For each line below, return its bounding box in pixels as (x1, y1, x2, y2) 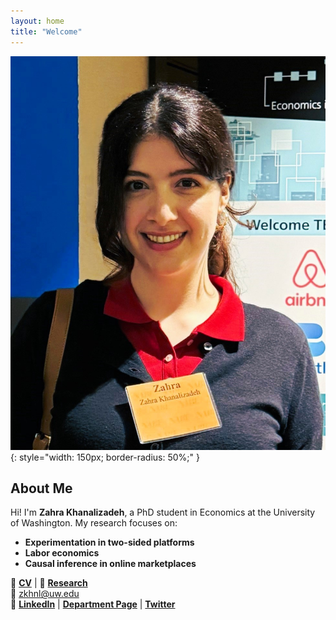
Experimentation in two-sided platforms (24, 536, 195, 549)
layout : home (10, 16, 65, 26)
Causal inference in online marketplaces (24, 558, 197, 570)
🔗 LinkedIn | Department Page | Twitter (10, 598, 176, 610)
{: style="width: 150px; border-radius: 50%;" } (10, 451, 200, 463)
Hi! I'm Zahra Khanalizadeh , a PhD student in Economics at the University (10, 506, 316, 519)
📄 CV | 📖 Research (10, 577, 88, 589)
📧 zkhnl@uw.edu (10, 588, 80, 600)
